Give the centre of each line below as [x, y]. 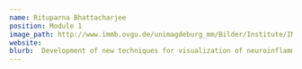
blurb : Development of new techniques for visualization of [126, 51]
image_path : [31, 34]
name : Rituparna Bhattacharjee [68, 17]
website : [26, 43]
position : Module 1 [46, 26]
